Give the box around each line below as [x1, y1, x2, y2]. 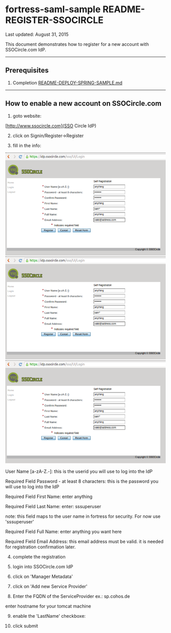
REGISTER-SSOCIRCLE [5, 14, 104, 26]
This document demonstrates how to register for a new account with [5, 41, 149, 47]
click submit [12, 623, 38, 629]
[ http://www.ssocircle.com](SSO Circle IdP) [5, 122, 97, 128]
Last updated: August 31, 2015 [5, 31, 69, 37]
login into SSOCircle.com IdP [12, 563, 73, 569]
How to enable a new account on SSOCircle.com [5, 99, 162, 108]
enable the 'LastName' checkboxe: [12, 613, 86, 619]
